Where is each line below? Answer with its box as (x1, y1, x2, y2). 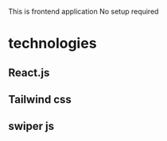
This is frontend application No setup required (8, 7, 159, 16)
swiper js (8, 120, 55, 133)
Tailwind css (8, 93, 72, 106)
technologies (8, 35, 97, 52)
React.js (8, 66, 50, 79)
